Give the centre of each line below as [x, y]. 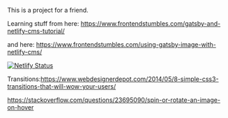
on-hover [21, 107]
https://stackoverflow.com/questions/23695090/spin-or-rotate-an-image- [114, 100]
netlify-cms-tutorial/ [36, 31]
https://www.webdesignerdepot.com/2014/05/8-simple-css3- [130, 79]
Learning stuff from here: [43, 23]
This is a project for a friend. [48, 10]
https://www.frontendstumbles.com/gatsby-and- [151, 23]
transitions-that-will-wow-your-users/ [62, 86]
